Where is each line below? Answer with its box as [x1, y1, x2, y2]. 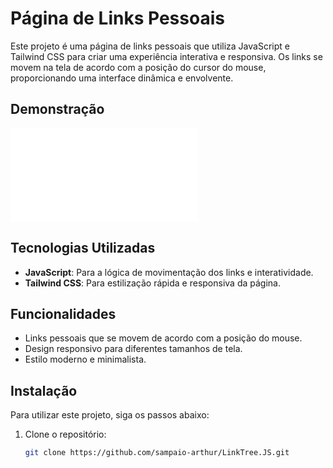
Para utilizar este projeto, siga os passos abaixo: [10, 409, 210, 421]
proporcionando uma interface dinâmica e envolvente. [10, 72, 234, 84]
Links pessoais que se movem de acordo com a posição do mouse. [24, 332, 303, 344]
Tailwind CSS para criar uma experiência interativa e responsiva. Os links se [10, 50, 323, 62]
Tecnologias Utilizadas [10, 240, 156, 257]
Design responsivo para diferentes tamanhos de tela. [24, 343, 243, 355]
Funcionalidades [10, 305, 117, 322]
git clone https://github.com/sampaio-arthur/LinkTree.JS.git [24, 448, 290, 458]
